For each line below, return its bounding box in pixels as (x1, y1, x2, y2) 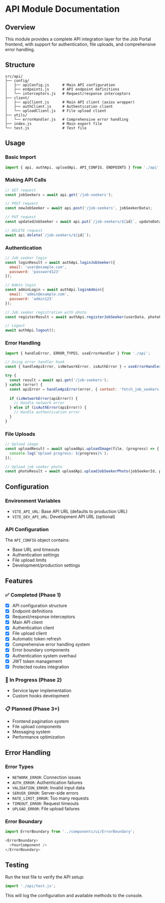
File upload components (12, 724, 61, 730)
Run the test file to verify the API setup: (5, 874, 84, 880)
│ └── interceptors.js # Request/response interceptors (5, 91, 131, 96)
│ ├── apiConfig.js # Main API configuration (5, 82, 115, 87)
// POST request (5, 201, 38, 206)
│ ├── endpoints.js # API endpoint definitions (5, 87, 120, 92)
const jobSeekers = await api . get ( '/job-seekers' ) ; (5, 192, 113, 197)
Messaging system (12, 729, 51, 735)
